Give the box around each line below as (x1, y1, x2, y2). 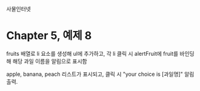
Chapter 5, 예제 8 (6, 29, 92, 42)
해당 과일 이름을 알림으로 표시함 (12, 57, 87, 65)
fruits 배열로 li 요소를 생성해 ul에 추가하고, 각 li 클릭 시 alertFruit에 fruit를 (6, 50, 179, 57)
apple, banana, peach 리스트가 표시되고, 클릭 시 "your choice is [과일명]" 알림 (6, 70, 195, 78)
